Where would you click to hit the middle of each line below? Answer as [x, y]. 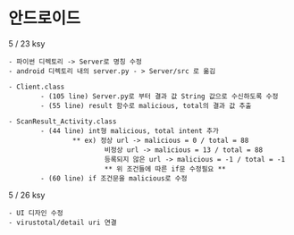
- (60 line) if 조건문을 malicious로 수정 [114, 178]
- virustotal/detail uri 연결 [63, 222]
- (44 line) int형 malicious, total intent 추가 [130, 130]
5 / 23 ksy [27, 43]
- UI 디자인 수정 [36, 213]
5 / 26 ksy [27, 195]
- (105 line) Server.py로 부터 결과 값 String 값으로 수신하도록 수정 [160, 96]
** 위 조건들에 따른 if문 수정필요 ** [165, 169]
